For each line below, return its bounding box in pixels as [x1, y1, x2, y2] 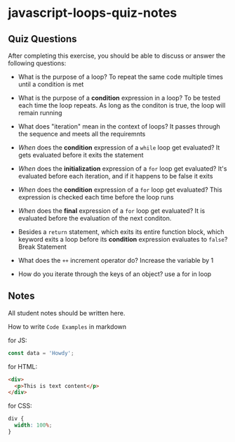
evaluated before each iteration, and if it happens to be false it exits [18, 172, 213, 180]
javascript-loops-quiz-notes [8, 5, 177, 21]
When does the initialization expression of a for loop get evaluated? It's [18, 164, 227, 173]
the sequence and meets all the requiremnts [18, 130, 146, 138]
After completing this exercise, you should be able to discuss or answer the [8, 51, 226, 60]
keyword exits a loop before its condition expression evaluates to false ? [18, 235, 228, 243]
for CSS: [8, 402, 32, 410]
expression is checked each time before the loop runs [18, 193, 174, 201]
